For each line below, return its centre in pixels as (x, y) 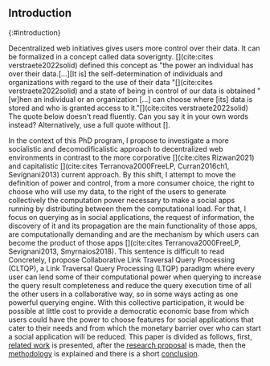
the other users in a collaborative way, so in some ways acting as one (123, 294)
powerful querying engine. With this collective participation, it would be (127, 302)
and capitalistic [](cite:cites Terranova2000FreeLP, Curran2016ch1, (119, 166)
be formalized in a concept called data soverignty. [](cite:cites (111, 56)
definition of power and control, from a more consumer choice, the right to (131, 183)
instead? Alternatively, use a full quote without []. (89, 124)
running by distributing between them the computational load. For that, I (127, 209)
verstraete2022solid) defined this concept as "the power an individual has (131, 65)
